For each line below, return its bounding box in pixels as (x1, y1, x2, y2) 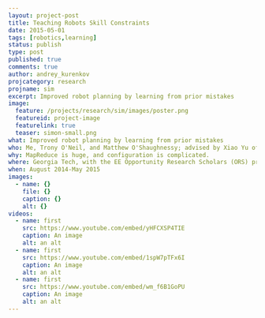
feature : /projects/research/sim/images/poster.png (15, 107, 189, 115)
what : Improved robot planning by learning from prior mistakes (8, 136, 224, 144)
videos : (8, 210, 34, 218)
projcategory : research (8, 77, 87, 85)
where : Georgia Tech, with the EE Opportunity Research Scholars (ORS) (8, 159, 248, 166)
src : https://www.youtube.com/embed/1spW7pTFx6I (22, 253, 185, 261)
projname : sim (8, 84, 55, 93)
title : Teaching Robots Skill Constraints (8, 19, 150, 27)
